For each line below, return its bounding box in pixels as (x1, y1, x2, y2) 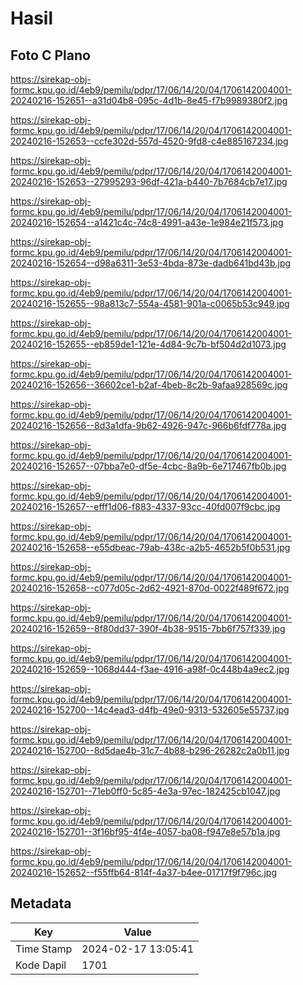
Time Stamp (15, 942, 73, 956)
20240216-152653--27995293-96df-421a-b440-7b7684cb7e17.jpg (10, 176, 288, 187)
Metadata (10, 895, 72, 912)
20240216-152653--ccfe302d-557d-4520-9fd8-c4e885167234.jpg (10, 135, 289, 147)
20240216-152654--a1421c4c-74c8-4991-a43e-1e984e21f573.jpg (10, 217, 284, 228)
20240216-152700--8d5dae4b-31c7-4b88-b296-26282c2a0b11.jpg (10, 745, 290, 756)
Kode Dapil (15, 958, 67, 972)
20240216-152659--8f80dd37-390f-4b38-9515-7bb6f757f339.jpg (10, 623, 286, 634)
